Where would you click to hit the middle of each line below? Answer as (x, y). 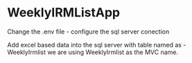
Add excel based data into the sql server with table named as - (97, 45)
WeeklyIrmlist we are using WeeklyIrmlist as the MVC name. (93, 52)
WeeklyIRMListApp (63, 13)
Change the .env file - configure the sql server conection (88, 32)
